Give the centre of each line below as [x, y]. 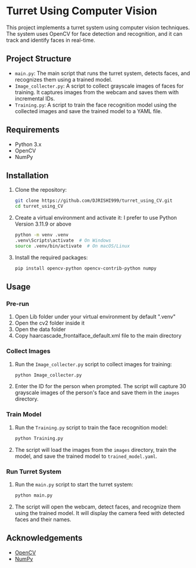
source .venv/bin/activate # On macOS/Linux [72, 246]
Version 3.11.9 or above [43, 224]
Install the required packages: [51, 257]
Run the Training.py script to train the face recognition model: [91, 427]
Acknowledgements [44, 538]
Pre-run [18, 304]
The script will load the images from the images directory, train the [96, 450]
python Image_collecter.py [48, 375]
